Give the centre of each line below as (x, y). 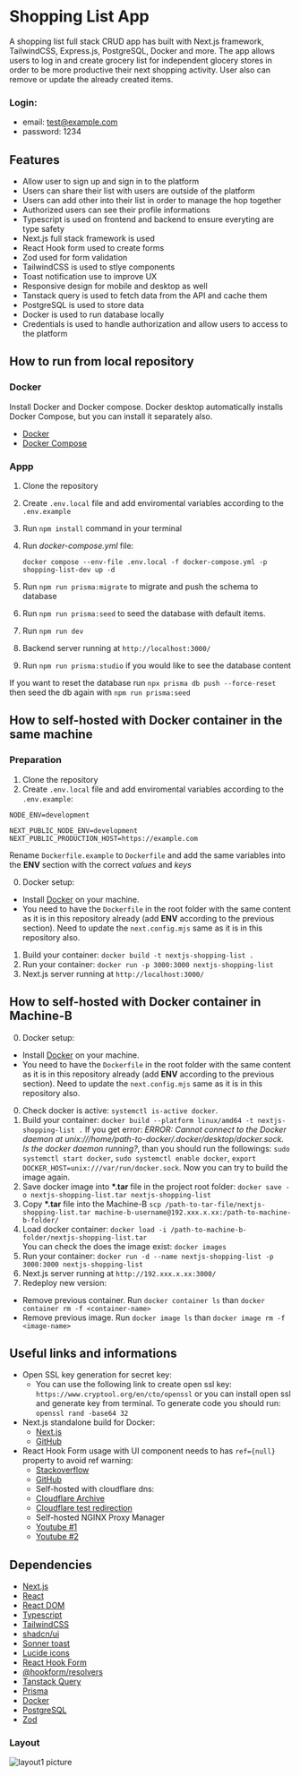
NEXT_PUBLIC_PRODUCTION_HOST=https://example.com (104, 838)
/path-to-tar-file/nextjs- (215, 1205)
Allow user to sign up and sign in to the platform (111, 182)
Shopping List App (79, 17)
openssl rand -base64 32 (82, 1414)
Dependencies (51, 1565)
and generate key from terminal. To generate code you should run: (158, 1403)
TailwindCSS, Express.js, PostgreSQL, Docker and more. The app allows (142, 50)
